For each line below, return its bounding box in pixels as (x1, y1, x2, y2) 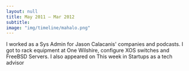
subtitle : (6, 19, 31, 25)
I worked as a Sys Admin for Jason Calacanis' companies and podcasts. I (6, 41, 184, 48)
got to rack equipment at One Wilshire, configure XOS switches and (6, 47, 170, 54)
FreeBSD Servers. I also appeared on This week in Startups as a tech (6, 53, 173, 60)
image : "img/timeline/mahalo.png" (6, 24, 91, 31)
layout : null (6, 8, 38, 15)
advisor (6, 59, 25, 66)
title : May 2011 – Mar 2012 (6, 14, 75, 20)
